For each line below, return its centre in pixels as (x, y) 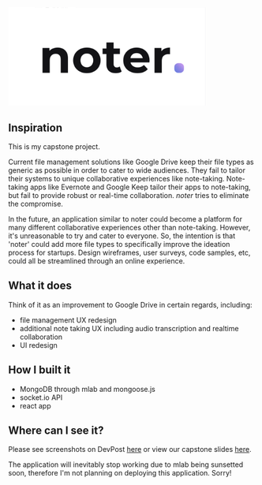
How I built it (39, 370)
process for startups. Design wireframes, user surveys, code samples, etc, (129, 253)
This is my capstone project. (54, 147)
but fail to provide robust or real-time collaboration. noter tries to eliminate (129, 196)
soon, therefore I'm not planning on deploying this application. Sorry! (120, 473)
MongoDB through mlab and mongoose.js (87, 389)
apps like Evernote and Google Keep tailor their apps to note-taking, (140, 187)
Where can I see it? (56, 431)
